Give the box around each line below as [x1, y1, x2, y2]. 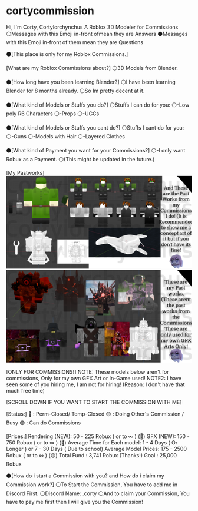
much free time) [6, 387, 45, 394]
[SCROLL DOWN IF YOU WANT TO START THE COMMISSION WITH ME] [6, 399, 182, 406]
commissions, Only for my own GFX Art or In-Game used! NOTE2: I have [6, 374, 181, 381]
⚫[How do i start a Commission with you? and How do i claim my [6, 472, 164, 479]
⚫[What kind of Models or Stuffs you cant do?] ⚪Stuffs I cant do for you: [6, 124, 184, 131]
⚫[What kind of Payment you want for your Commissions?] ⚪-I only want [6, 147, 186, 154]
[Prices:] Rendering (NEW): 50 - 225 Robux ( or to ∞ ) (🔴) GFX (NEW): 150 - [6, 433, 190, 440]
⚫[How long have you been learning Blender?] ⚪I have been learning [6, 78, 176, 85]
